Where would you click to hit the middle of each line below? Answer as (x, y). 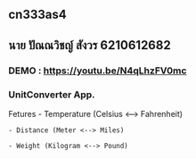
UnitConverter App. (52, 95)
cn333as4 (38, 15)
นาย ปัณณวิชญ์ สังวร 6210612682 (90, 45)
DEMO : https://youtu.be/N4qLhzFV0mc (98, 71)
